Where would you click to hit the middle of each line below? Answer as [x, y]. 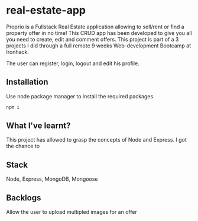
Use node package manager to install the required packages [80, 96]
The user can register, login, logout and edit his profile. [73, 63]
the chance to [23, 146]
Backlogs [24, 198]
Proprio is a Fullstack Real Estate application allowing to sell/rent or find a [95, 27]
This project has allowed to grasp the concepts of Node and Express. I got [97, 140]
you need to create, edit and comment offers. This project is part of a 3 [92, 39]
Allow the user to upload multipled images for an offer [72, 212]
